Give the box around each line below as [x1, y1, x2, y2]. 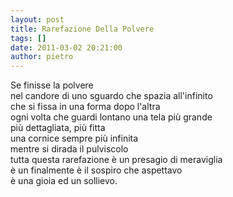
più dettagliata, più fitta [10, 122, 106, 134]
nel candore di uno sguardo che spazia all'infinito [10, 90, 213, 102]
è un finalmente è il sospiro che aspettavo [10, 164, 183, 176]
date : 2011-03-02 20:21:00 [10, 42, 123, 53]
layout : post [10, 14, 65, 25]
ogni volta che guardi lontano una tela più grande [10, 111, 213, 123]
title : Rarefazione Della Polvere [10, 24, 155, 34]
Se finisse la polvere [10, 79, 94, 91]
